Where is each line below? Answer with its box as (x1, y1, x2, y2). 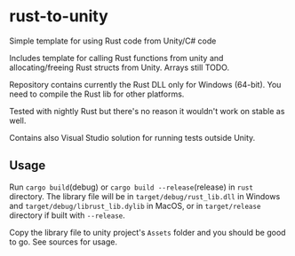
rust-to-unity (9, 6, 108, 27)
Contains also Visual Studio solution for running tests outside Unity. (9, 132, 256, 143)
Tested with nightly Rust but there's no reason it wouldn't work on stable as (9, 105, 285, 116)
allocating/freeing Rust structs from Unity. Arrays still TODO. (9, 62, 229, 73)
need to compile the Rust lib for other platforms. (9, 89, 185, 99)
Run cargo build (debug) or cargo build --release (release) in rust (9, 182, 253, 192)
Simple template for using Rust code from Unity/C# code (9, 35, 217, 46)
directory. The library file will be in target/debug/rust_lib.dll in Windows (9, 190, 281, 201)
